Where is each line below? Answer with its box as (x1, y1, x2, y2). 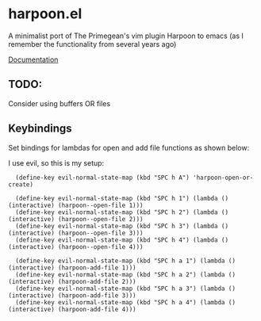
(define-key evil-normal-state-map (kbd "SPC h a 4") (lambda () (15, 298, 236, 306)
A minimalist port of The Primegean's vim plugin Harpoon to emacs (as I (8, 31, 244, 40)
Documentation (8, 55, 59, 64)
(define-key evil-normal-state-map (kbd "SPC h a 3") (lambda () (15, 285, 236, 292)
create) (8, 180, 34, 189)
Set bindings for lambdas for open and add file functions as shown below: (8, 143, 250, 152)
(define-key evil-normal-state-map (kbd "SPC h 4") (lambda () (15, 235, 228, 244)
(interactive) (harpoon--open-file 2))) (8, 215, 144, 223)
